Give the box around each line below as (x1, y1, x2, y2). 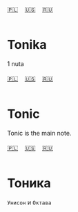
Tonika (7, 37, 47, 53)
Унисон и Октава (7, 198, 52, 206)
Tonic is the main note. (7, 129, 72, 137)
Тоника (7, 176, 52, 191)
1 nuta (7, 59, 24, 67)
